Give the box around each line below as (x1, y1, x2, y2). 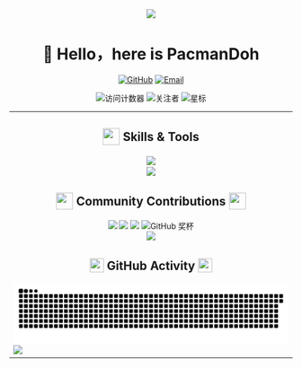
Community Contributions (75, 193, 226, 209)
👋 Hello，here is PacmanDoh (42, 44, 260, 65)
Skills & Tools (122, 129, 200, 145)
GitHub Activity (106, 258, 196, 273)
